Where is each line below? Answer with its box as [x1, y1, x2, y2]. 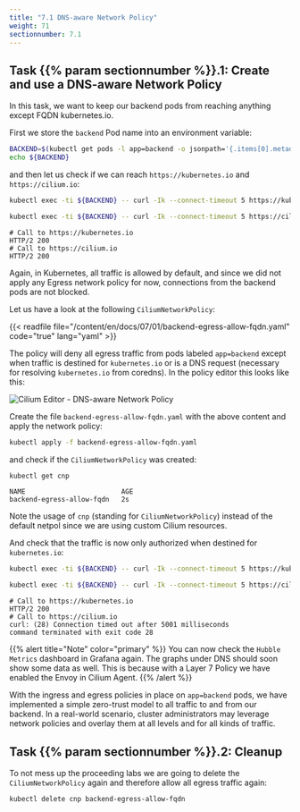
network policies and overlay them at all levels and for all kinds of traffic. [9, 718, 276, 729]
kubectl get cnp [9, 471, 70, 480]
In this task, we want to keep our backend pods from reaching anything [9, 100, 271, 112]
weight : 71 [9, 21, 50, 30]
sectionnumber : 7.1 [9, 30, 82, 38]
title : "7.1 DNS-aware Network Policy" [9, 13, 158, 22]
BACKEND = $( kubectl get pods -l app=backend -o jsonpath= [9, 145, 226, 154]
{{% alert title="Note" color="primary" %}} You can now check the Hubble [9, 644, 281, 655]
